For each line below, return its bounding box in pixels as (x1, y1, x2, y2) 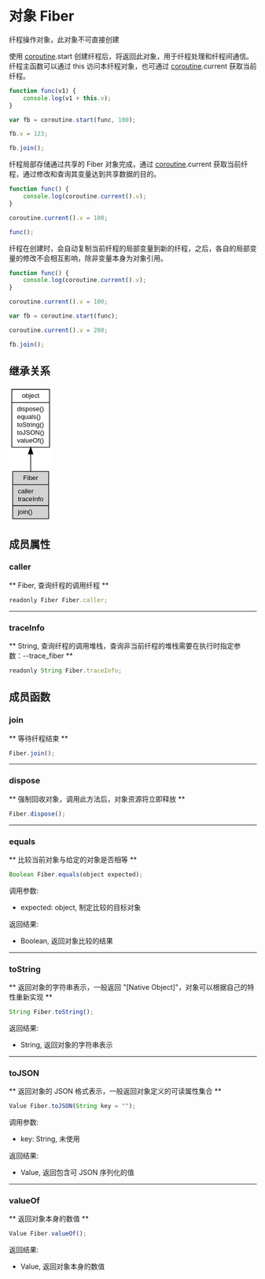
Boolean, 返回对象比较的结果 (20, 935, 113, 946)
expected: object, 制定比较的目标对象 (20, 902, 142, 912)
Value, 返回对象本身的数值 (20, 1262, 105, 1271)
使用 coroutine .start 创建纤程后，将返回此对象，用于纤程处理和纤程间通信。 (9, 51, 254, 61)
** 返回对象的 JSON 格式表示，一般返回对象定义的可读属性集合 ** (9, 1087, 223, 1096)
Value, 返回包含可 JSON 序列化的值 (20, 1168, 134, 1177)
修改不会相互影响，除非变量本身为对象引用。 (22, 253, 167, 262)
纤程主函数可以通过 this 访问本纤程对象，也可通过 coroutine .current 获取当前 (9, 61, 257, 71)
